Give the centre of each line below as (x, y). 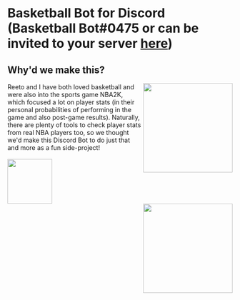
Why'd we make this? (56, 70)
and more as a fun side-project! (54, 147)
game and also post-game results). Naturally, (74, 117)
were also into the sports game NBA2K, (65, 95)
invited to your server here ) (90, 44)
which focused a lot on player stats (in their (71, 102)
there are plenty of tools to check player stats (74, 125)
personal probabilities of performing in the (70, 110)
